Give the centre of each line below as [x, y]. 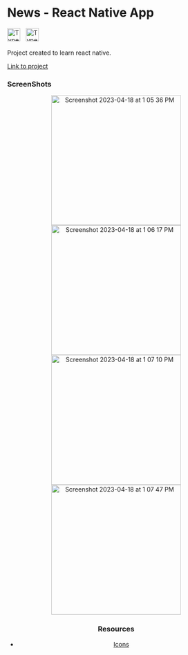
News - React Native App [81, 13]
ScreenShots [29, 84]
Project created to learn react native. [59, 53]
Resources [116, 629]
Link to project [28, 66]
